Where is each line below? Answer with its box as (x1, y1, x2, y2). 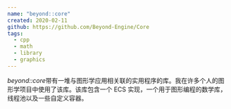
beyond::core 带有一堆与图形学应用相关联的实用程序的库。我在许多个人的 (7, 76, 218, 84)
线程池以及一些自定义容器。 (7, 94, 88, 102)
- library (13, 50, 42, 57)
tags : (7, 30, 23, 37)
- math (13, 43, 33, 50)
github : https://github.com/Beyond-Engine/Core (7, 23, 150, 30)
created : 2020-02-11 (7, 17, 68, 24)
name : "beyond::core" (7, 10, 71, 18)
